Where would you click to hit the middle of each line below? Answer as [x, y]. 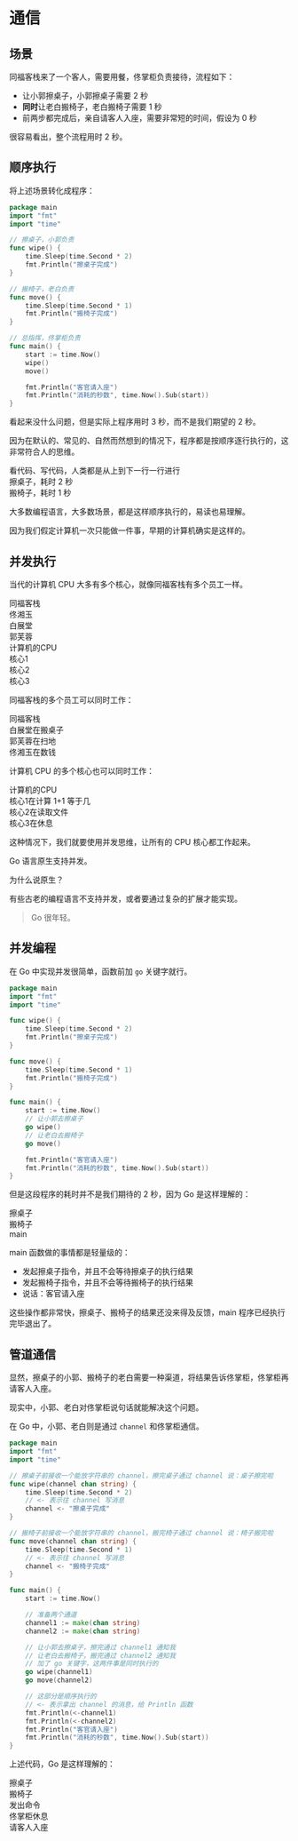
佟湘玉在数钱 [32, 752]
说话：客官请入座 [53, 1294]
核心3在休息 [31, 823]
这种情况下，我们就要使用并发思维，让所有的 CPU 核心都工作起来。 [132, 842]
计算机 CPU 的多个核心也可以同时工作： [82, 771]
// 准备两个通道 [51, 1614]
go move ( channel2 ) [59, 1680]
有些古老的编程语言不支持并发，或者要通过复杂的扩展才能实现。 [125, 899]
